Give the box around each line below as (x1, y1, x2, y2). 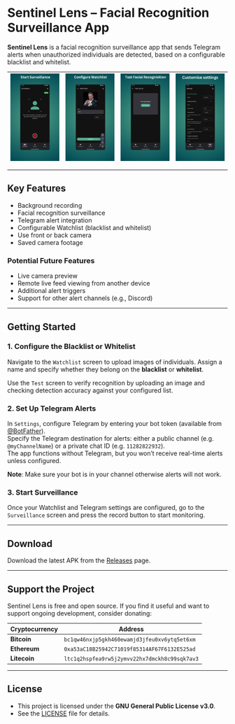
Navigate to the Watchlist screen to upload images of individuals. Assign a (7, 357, 222, 366)
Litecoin (10, 654, 35, 662)
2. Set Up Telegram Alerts (7, 404, 97, 413)
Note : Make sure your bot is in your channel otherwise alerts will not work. (7, 470, 222, 478)
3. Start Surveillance (7, 488, 78, 497)
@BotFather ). (7, 427, 45, 435)
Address (118, 625, 145, 633)
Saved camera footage (17, 238, 84, 246)
